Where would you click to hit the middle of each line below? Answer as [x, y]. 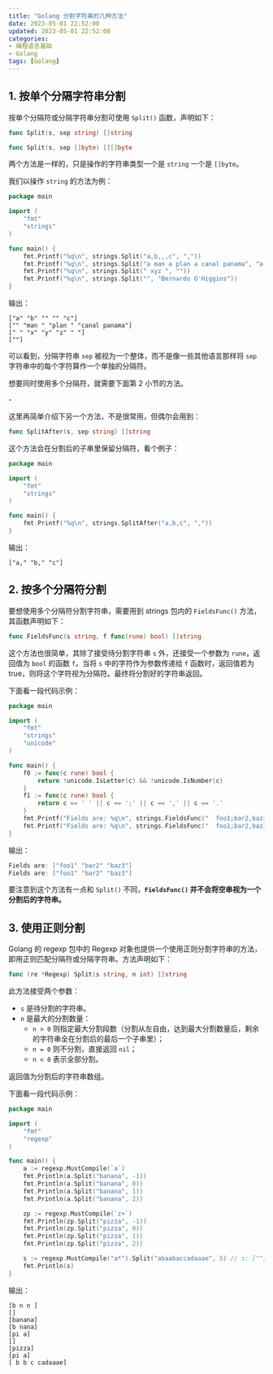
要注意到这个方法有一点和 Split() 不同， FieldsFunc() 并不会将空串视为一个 [135, 889]
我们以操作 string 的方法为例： [61, 181]
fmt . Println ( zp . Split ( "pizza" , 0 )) [83, 1228]
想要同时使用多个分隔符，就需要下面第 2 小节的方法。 [98, 384]
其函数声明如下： [37, 621]
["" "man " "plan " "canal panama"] [70, 326]
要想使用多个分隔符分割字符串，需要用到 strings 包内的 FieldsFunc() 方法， [135, 611]
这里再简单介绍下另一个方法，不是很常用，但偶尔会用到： [104, 416]
